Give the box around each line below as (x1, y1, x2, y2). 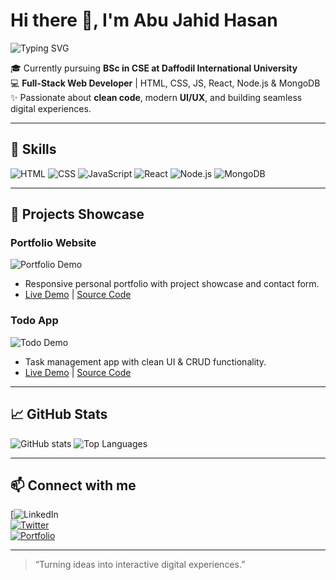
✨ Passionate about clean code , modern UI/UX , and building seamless (10, 91, 303, 103)
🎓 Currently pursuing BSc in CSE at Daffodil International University (10, 62, 298, 74)
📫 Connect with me (10, 477, 137, 494)
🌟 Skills (10, 141, 57, 158)
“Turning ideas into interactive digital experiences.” (34, 559, 246, 571)
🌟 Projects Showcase (10, 206, 145, 223)
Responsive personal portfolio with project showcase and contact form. (24, 278, 320, 290)
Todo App (10, 314, 59, 328)
